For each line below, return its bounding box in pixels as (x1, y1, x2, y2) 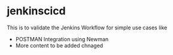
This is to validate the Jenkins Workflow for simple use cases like (7, 24, 168, 31)
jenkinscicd (7, 4, 66, 18)
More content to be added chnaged (15, 42, 104, 49)
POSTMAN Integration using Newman (15, 35, 109, 42)
